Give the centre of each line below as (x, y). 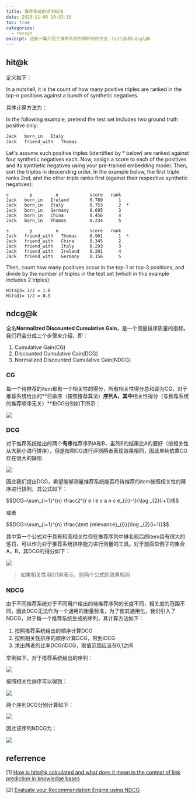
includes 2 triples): (28, 280)
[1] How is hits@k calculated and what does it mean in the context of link (93, 773)
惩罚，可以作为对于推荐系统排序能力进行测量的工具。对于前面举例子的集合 (95, 544)
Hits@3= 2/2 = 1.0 (28, 290)
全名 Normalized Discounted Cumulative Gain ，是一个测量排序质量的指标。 (97, 329)
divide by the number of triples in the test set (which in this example (88, 273)
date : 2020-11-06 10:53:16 (39, 17)
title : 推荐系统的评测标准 (35, 11)
